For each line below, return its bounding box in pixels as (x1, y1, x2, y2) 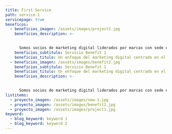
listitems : (5, 93, 29, 98)
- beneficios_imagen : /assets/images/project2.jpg (10, 27, 120, 32)
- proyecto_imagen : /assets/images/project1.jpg (10, 107, 116, 112)
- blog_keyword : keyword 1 (10, 116, 68, 122)
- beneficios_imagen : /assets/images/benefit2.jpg (10, 59, 120, 64)
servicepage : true (5, 17, 45, 22)
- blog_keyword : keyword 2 (10, 121, 68, 126)
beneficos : (5, 21, 29, 27)
